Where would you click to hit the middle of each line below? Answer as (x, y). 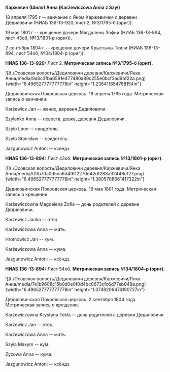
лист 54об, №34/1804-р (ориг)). (50, 53)
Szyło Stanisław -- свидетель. (37, 139)
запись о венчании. (26, 99)
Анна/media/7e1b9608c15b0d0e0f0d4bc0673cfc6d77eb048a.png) (76, 284)
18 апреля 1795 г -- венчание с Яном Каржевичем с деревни (71, 17)
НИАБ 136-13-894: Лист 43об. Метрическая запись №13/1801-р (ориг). (84, 158)
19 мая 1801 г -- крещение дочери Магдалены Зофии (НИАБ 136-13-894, (83, 32)
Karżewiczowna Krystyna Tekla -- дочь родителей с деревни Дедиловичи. (85, 315)
